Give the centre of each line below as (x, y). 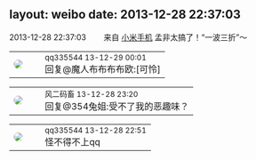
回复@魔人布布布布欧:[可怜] (103, 68)
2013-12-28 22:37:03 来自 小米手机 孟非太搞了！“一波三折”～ (128, 37)
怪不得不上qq (72, 141)
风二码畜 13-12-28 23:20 (92, 94)
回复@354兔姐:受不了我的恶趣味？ (117, 106)
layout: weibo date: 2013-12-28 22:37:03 (125, 15)
